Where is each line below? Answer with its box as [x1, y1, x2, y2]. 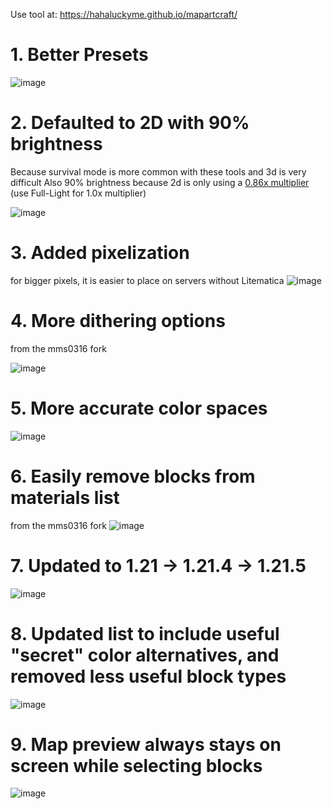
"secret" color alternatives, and [10, 644, 280, 666]
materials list [10, 486, 120, 509]
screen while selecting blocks [10, 754, 263, 777]
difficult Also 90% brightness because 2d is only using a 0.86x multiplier [10, 176, 310, 188]
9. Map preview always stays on [10, 733, 282, 756]
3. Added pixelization [10, 242, 190, 264]
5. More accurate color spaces [10, 397, 268, 419]
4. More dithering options [10, 310, 226, 332]
